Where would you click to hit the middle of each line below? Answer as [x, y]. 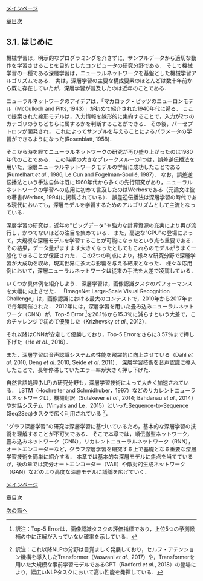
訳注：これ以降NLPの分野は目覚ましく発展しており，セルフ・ [91, 549]
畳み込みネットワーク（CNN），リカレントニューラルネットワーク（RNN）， [100, 442]
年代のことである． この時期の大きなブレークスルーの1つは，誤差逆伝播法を [101, 159]
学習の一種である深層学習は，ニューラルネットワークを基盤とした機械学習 [99, 73]
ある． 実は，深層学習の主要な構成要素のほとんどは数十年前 [113, 81]
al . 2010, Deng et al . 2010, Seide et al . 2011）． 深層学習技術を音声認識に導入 [101, 362]
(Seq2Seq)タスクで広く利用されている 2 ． [59, 413]
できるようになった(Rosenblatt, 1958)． [66, 139]
